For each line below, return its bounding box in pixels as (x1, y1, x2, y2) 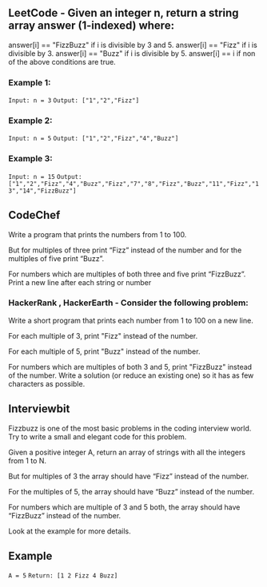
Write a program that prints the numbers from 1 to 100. (8, 229, 187, 239)
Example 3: (8, 153, 54, 165)
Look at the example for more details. (8, 526, 131, 536)
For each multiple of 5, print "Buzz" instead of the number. (8, 347, 201, 356)
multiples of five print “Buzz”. (8, 253, 105, 263)
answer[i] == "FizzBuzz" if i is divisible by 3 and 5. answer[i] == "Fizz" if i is (8, 40, 257, 50)
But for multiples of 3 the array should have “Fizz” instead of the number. (8, 471, 249, 481)
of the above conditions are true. (8, 57, 116, 66)
